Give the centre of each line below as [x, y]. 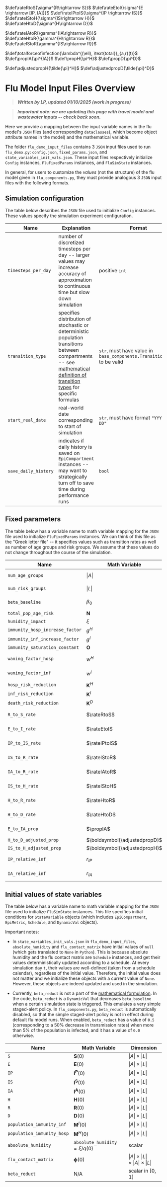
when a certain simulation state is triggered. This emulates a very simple [86, 1004]
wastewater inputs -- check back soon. [59, 117]
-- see [67, 362]
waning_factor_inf [29, 673]
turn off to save [76, 483]
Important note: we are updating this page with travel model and [85, 111]
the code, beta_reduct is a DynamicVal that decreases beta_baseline [82, 999]
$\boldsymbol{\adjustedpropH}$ [124, 848]
